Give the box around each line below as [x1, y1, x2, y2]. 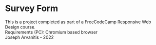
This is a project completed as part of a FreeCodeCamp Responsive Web [5, 19, 151, 25]
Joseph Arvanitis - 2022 [5, 34, 54, 40]
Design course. [5, 24, 36, 30]
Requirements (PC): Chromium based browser [5, 29, 97, 35]
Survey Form [5, 3, 58, 14]
